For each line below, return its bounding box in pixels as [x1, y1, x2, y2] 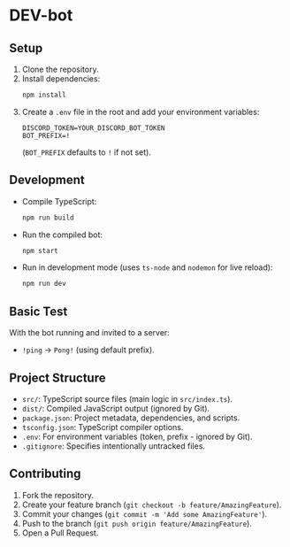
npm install [21, 90, 66, 99]
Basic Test [9, 304, 68, 319]
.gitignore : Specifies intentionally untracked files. [21, 440, 206, 451]
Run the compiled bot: [21, 229, 103, 240]
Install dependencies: [21, 73, 101, 84]
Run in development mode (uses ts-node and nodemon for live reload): [21, 262, 273, 273]
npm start [21, 246, 59, 255]
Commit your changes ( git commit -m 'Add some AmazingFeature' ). [21, 508, 268, 519]
